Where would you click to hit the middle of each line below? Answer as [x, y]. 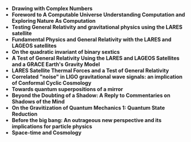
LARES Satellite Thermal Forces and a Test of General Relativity [90, 70]
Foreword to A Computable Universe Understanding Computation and [98, 15]
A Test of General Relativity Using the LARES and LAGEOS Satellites [95, 58]
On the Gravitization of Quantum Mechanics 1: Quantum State [88, 108]
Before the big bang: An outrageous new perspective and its [86, 120]
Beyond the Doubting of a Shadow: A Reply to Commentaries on [91, 95]
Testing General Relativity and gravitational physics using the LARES [97, 27]
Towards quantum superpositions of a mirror [67, 89]
